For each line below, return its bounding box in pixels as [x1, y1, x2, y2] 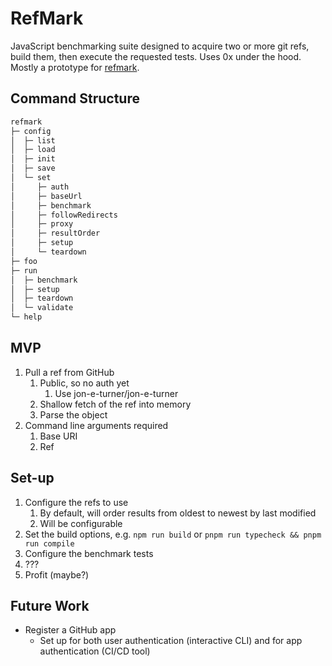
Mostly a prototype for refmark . [10, 61, 140, 73]
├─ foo [10, 256, 38, 266]
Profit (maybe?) [24, 568, 90, 581]
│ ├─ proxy [10, 219, 74, 229]
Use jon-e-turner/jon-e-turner [54, 387, 179, 399]
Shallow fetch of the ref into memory [39, 398, 192, 410]
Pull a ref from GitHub [24, 366, 115, 378]
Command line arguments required [24, 419, 169, 431]
